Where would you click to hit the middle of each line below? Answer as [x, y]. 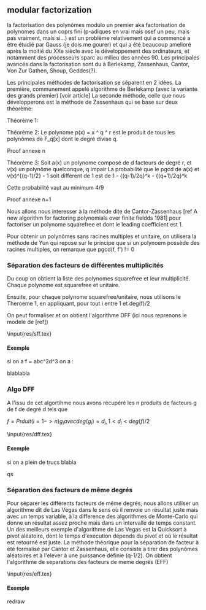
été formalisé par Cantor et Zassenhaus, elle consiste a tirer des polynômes [102, 549]
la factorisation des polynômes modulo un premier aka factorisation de [96, 25]
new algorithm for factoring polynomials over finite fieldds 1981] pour [94, 218]
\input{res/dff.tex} [30, 434]
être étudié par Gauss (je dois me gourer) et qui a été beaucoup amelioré [99, 44]
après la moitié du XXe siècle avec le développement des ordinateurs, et [98, 51]
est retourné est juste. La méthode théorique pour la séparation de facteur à [103, 542]
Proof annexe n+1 [29, 199]
